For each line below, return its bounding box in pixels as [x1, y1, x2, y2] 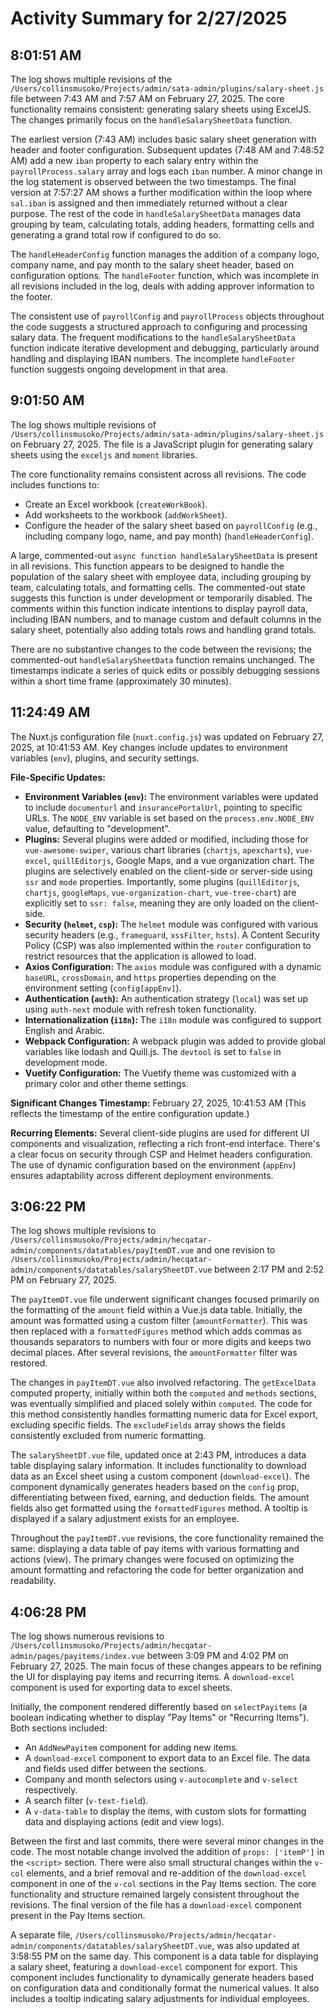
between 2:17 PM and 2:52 [214, 1263, 325, 1276]
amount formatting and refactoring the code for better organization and [10, 1564, 304, 1576]
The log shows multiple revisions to [10, 1225, 157, 1237]
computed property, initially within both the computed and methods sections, [10, 1387, 318, 1399]
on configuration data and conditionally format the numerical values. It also [10, 1982, 320, 1994]
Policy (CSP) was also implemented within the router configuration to [24, 939, 312, 951]
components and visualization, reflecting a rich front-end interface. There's [10, 1137, 321, 1149]
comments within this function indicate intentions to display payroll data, [10, 602, 308, 614]
